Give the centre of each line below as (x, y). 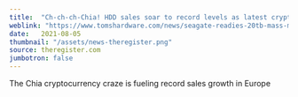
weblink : (25, 26)
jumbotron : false (41, 58)
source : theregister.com (55, 50)
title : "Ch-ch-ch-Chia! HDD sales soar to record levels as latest (138, 17)
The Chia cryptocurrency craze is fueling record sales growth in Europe (140, 83)
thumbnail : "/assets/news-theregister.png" (91, 42)
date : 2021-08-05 (45, 34)
